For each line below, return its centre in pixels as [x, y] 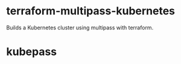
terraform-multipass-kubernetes [91, 11]
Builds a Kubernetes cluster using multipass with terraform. [80, 28]
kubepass [32, 52]
